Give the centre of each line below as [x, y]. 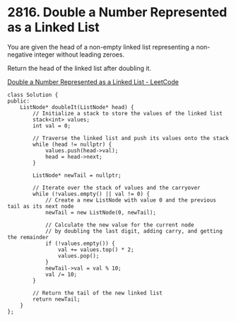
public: [19, 101]
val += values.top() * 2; [96, 249]
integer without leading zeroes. [79, 54]
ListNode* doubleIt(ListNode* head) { [77, 107]
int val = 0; [52, 126]
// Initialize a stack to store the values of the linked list [128, 113]
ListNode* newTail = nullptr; [77, 175]
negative [20, 54]
